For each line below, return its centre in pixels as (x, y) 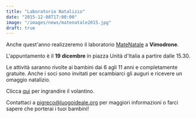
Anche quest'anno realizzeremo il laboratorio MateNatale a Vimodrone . (92, 45)
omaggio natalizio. (28, 80)
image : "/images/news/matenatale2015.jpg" (59, 22)
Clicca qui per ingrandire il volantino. (50, 91)
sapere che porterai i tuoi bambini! (48, 109)
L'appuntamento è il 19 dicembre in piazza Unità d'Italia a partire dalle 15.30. (98, 56)
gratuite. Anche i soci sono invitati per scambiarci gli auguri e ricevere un (94, 73)
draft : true (21, 28)
